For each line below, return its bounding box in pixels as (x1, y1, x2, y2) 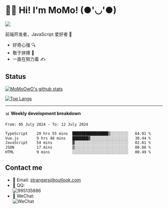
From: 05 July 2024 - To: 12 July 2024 (5, 122, 88, 127)
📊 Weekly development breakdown (5, 110, 81, 116)
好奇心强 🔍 (12, 42, 36, 48)
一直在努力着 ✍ (12, 56, 46, 62)
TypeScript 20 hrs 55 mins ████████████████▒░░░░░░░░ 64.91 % (5, 131, 151, 136)
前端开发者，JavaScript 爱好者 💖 (5, 31, 72, 37)
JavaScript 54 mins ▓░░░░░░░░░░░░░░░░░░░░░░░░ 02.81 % (5, 140, 151, 145)
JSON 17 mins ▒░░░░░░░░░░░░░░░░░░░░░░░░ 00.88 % (5, 145, 151, 150)
